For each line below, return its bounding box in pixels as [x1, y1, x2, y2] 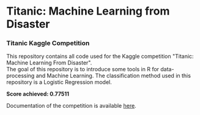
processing [6, 72, 35, 80]
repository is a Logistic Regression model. [6, 78, 112, 86]
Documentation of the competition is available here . [6, 102, 136, 110]
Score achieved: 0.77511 [6, 90, 69, 98]
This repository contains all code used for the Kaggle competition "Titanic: [6, 53, 194, 60]
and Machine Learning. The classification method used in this [35, 72, 191, 80]
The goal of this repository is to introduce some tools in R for [6, 66, 160, 73]
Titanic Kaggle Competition [6, 39, 90, 47]
